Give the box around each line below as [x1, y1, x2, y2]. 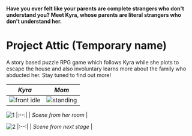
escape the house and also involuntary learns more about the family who [6, 65, 187, 72]
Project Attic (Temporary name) [6, 39, 167, 52]
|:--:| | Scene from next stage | [17, 123, 93, 130]
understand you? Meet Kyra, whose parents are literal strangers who [6, 11, 182, 18]
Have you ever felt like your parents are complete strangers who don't [6, 5, 184, 12]
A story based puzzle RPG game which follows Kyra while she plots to [6, 58, 179, 66]
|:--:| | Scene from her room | [16, 111, 88, 119]
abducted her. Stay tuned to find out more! [6, 71, 112, 78]
